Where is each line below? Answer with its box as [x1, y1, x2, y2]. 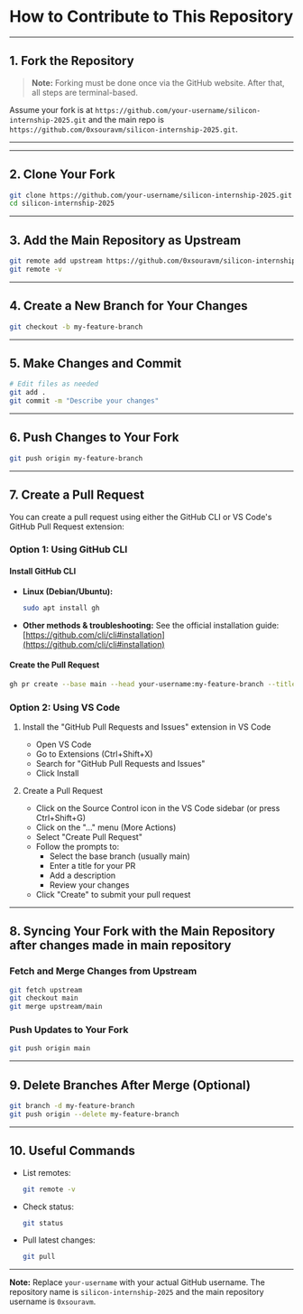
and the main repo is [87, 114, 165, 125]
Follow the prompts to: [35, 841, 120, 852]
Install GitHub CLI [9, 566, 77, 577]
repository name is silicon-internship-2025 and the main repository [9, 1287, 264, 1298]
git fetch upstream [9, 985, 83, 994]
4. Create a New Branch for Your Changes [9, 298, 248, 313]
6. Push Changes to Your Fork [9, 430, 179, 445]
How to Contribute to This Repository [9, 6, 294, 27]
